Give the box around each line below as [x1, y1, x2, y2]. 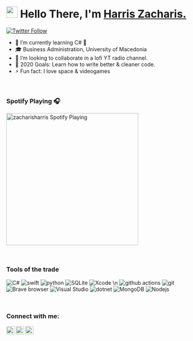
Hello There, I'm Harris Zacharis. [20, 7, 187, 21]
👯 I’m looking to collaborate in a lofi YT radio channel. [14, 54, 148, 62]
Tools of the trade [6, 266, 59, 274]
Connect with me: [6, 312, 60, 320]
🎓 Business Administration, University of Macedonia [14, 45, 147, 53]
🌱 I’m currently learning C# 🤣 [14, 39, 87, 46]
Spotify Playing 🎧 [6, 97, 60, 105]
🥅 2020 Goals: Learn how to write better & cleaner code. [14, 60, 156, 68]
